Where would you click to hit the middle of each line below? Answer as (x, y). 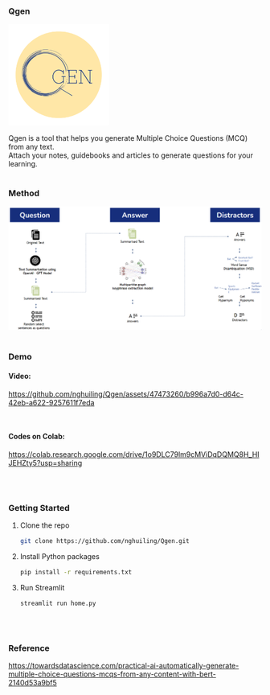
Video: (20, 376)
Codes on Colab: (37, 437)
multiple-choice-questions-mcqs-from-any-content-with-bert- (112, 674)
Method (24, 193)
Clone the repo (45, 525)
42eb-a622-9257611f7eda (51, 402)
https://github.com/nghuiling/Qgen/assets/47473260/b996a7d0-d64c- (126, 394)
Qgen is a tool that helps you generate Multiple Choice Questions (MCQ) (128, 138)
